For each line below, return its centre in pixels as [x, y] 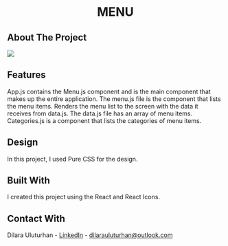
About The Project [47, 37]
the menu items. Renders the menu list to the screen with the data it [103, 106]
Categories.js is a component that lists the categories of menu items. [104, 120]
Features [26, 75]
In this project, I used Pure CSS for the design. [72, 159]
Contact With [36, 218]
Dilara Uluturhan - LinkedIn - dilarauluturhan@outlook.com [90, 235]
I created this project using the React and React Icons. [83, 197]
